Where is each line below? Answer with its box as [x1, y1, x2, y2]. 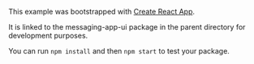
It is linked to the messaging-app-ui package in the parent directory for [8, 22, 246, 31]
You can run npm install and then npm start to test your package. [8, 46, 230, 55]
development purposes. [8, 31, 88, 40]
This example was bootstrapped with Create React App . [8, 7, 196, 16]
